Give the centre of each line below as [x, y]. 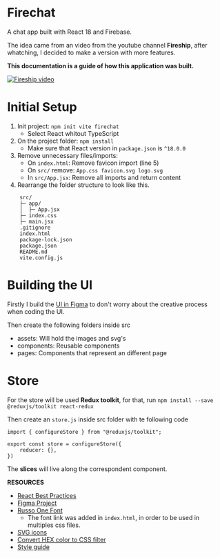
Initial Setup [42, 107]
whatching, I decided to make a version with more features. [91, 52]
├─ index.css [38, 215]
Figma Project [37, 503]
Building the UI [50, 285]
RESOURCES [26, 482]
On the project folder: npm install [66, 141]
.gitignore [35, 228]
